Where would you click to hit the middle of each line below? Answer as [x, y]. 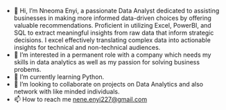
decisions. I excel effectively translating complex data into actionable [112, 40]
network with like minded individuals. [67, 91]
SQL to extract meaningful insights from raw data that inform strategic [114, 33]
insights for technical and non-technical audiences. [87, 47]
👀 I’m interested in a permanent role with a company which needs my [112, 55]
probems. [27, 70]
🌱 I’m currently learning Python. [59, 77]
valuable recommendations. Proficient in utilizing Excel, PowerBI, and [112, 25]
